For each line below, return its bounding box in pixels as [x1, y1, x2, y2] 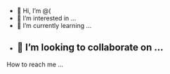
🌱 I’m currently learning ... [16, 22, 92, 29]
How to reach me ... [6, 60, 64, 68]
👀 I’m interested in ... [16, 14, 77, 22]
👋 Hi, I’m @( [16, 7, 51, 15]
